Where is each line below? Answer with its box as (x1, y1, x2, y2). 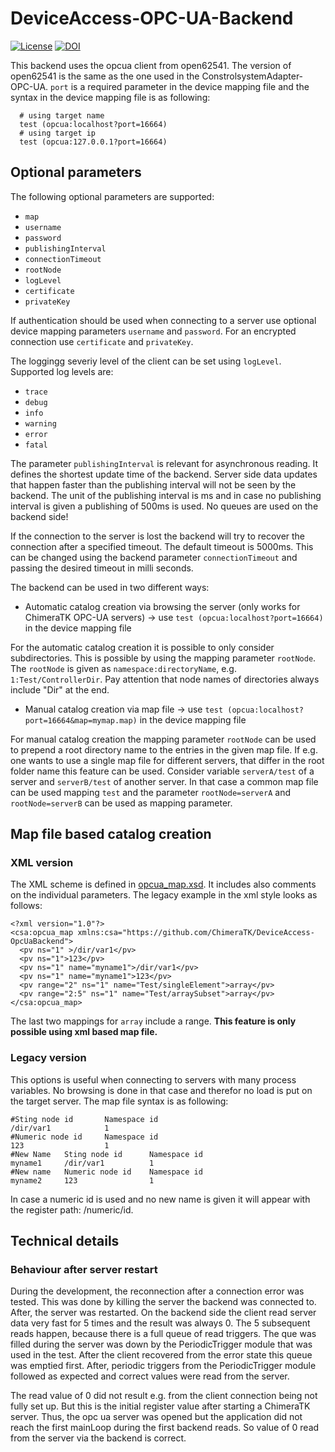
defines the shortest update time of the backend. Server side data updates (10, 468, 318, 480)
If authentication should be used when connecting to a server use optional (10, 314, 317, 326)
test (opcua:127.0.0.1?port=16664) (19, 137, 168, 147)
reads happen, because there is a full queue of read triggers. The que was (10, 1328, 317, 1340)
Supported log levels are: (10, 365, 114, 377)
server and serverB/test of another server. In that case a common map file (10, 775, 319, 787)
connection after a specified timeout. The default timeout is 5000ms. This (10, 540, 314, 552)
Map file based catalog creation (10, 826, 212, 843)
